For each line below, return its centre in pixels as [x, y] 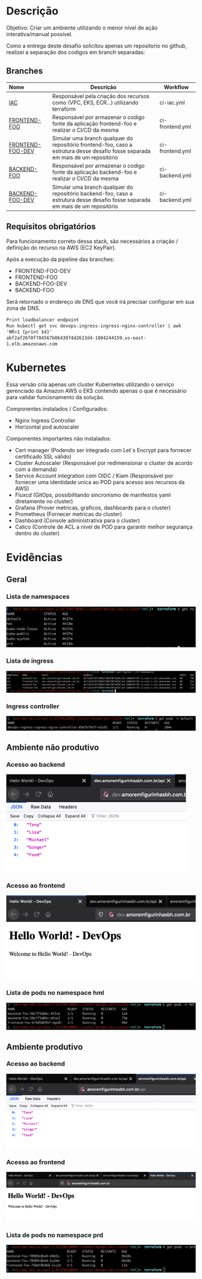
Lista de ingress [30, 661]
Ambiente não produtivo [53, 747]
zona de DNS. [23, 308]
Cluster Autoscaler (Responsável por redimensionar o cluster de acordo [104, 463]
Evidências [35, 557]
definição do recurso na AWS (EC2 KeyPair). [61, 247]
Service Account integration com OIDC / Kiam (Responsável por [94, 476]
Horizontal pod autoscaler [47, 427]
